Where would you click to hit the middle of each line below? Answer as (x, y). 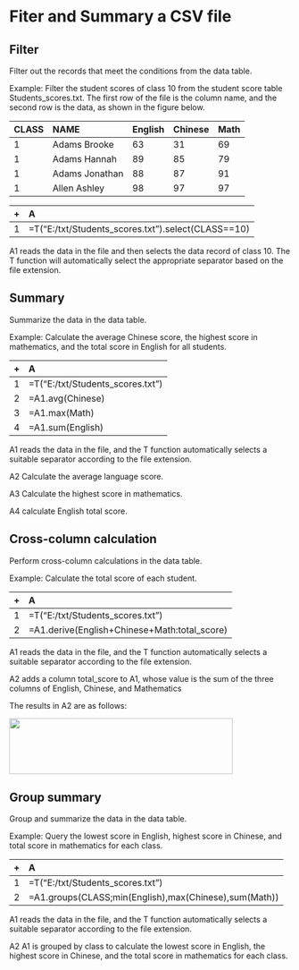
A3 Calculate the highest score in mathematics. (96, 493)
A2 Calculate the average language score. (86, 476)
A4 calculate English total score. (68, 511)
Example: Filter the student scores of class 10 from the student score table (146, 88)
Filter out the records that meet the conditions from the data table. (131, 71)
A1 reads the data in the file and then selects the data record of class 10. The (150, 251)
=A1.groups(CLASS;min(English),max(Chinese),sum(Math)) (154, 898)
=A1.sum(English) (66, 427)
